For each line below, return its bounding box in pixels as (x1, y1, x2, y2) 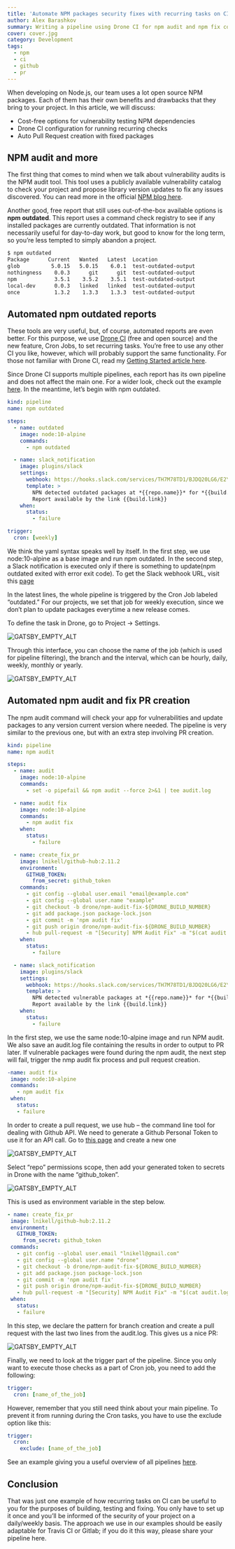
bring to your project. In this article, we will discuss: (7, 103, 156, 111)
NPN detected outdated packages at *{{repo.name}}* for (32, 489, 199, 496)
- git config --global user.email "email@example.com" (25, 891, 190, 898)
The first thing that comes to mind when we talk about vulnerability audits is (7, 170, 226, 179)
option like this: (7, 1419, 51, 1427)
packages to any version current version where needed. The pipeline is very (7, 721, 227, 729)
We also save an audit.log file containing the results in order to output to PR (7, 1040, 225, 1049)
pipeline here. (7, 1534, 47, 1542)
